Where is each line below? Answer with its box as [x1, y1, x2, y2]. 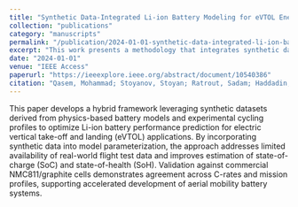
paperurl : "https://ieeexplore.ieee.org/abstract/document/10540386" [9, 71, 272, 80]
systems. [9, 188, 43, 198]
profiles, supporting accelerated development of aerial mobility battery [9, 178, 268, 188]
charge [9, 159, 35, 170]
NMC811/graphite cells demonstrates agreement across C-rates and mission [9, 169, 288, 180]
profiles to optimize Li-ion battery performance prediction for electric [9, 121, 262, 133]
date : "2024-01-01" [9, 54, 82, 63]
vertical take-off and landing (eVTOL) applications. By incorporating [9, 131, 257, 142]
